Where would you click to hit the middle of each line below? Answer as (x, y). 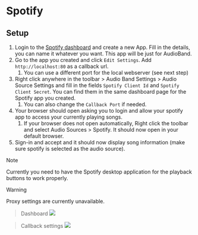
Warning (16, 190)
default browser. (44, 136)
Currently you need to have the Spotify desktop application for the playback (99, 172)
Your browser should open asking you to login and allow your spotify (99, 111)
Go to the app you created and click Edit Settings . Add (83, 60)
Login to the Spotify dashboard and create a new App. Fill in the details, (102, 47)
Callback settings (42, 226)
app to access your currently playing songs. (69, 117)
